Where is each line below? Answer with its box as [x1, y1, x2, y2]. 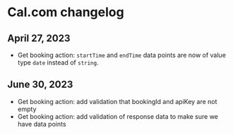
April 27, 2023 [7, 32, 71, 44]
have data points [17, 120, 66, 128]
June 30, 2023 [7, 79, 73, 91]
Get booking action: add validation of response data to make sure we [17, 112, 219, 120]
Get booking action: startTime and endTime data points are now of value [17, 51, 226, 59]
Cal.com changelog [7, 4, 125, 20]
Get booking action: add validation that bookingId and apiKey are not [17, 97, 217, 105]
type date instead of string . [17, 58, 99, 67]
